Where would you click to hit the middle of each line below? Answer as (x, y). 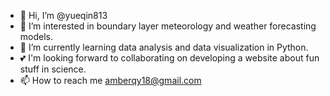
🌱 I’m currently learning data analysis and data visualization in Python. (164, 47)
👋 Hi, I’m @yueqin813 (63, 15)
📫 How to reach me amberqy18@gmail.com (110, 80)
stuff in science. (53, 69)
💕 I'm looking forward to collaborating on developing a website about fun (169, 58)
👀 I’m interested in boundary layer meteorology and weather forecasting (168, 26)
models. (36, 36)
